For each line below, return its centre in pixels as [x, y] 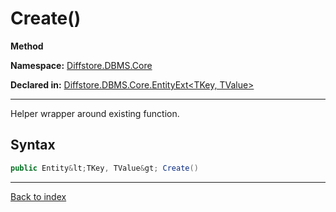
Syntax [33, 145]
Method [27, 46]
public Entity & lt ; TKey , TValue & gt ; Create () [104, 168]
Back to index [38, 196]
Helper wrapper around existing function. [95, 113]
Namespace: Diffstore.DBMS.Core [81, 65]
